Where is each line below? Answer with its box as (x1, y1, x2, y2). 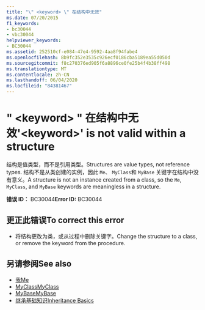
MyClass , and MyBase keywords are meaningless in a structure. (6, 183, 161, 190)
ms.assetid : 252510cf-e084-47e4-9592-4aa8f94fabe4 (6, 49, 138, 55)
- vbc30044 (6, 32, 34, 38)
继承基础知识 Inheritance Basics (15, 297, 95, 304)
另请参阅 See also (6, 259, 72, 269)
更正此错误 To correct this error (6, 215, 124, 226)
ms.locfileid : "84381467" (6, 83, 72, 89)
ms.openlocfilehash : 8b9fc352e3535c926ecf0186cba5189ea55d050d (6, 54, 171, 61)
